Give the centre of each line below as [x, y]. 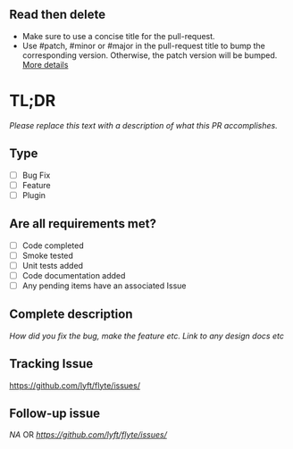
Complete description [71, 315]
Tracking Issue [51, 364]
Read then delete [57, 15]
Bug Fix [36, 175]
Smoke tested [48, 255]
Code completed [53, 245]
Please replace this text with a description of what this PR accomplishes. [144, 125]
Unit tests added [52, 265]
